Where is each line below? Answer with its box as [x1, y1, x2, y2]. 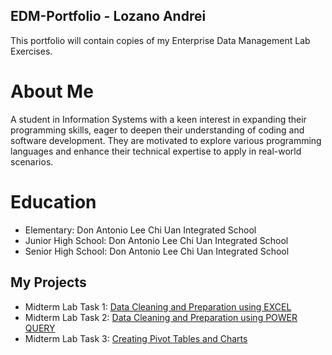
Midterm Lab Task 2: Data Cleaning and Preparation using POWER [24, 311, 298, 323]
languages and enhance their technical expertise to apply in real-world [10, 145, 302, 157]
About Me [10, 80, 94, 103]
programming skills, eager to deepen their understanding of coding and [10, 124, 305, 136]
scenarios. [10, 155, 54, 168]
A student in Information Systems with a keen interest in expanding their [10, 113, 307, 125]
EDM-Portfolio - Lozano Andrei [10, 8, 207, 25]
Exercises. [10, 45, 53, 57]
